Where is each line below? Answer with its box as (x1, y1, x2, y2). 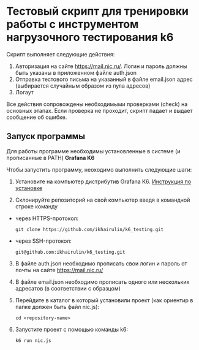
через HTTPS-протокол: (15, 215, 79, 222)
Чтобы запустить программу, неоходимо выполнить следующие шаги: (6, 165, 192, 173)
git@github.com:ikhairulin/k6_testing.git (15, 249, 126, 255)
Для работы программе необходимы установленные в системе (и (6, 147, 181, 154)
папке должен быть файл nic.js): (15, 303, 100, 310)
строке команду (15, 202, 58, 210)
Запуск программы (6, 131, 86, 142)
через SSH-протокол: (15, 237, 72, 245)
